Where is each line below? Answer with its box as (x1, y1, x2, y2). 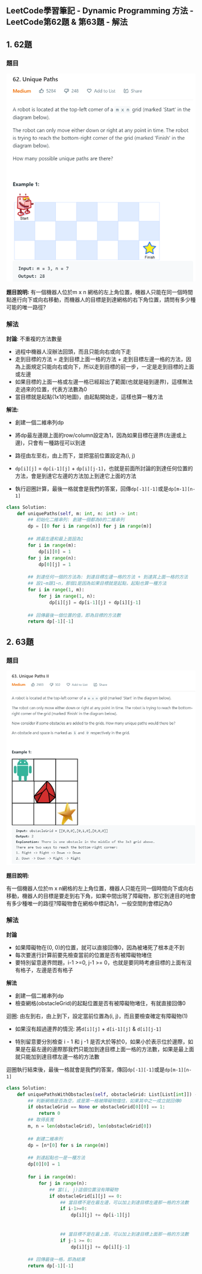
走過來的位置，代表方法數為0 (14, 385, 87, 393)
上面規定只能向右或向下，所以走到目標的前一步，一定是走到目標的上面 (20, 363, 194, 370)
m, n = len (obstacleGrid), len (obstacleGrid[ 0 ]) (28, 1123, 152, 1129)
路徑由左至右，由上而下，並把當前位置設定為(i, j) (14, 451, 135, 459)
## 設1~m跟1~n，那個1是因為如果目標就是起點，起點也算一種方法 (28, 580, 167, 586)
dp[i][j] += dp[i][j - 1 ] (70, 1244, 130, 1250)
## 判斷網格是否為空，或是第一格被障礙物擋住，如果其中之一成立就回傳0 (28, 1097, 182, 1104)
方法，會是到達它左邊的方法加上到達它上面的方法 (14, 472, 136, 479)
